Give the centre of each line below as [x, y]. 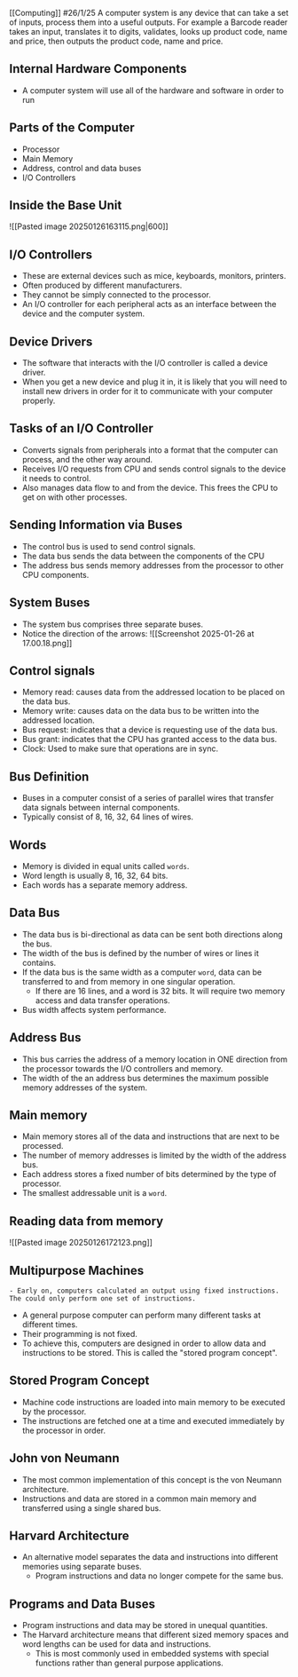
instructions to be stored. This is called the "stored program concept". [149, 1353]
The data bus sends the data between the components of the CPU [143, 556]
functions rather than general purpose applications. [129, 1663]
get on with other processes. [74, 497]
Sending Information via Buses [96, 525]
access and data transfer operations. [102, 1000]
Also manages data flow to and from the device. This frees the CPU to [150, 487]
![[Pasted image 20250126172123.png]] [81, 1243]
